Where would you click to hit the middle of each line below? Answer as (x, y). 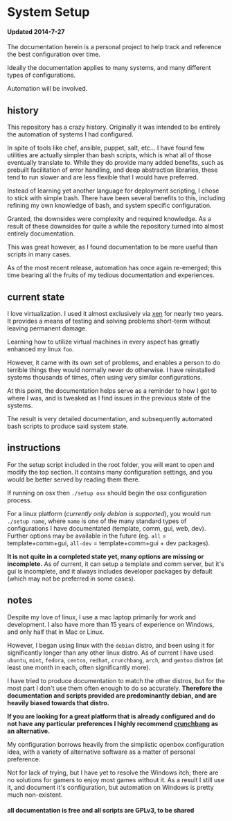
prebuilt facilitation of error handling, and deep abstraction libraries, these (113, 170)
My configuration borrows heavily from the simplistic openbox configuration (116, 744)
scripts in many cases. (39, 254)
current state (36, 297)
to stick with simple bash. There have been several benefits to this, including (116, 198)
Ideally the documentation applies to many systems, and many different (109, 68)
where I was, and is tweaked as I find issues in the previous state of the (109, 398)
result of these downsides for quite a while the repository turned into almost (115, 227)
